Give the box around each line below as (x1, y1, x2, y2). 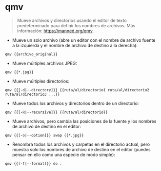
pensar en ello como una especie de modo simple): (12, 152, 116, 157)
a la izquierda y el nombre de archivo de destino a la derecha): (12, 42, 138, 48)
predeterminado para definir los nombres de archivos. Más (17, 22, 136, 28)
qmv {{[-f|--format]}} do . (5, 161, 62, 166)
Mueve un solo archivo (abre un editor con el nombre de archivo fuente (12, 37, 156, 43)
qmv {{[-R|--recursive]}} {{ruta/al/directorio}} (5, 110, 108, 115)
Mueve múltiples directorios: (12, 78, 70, 84)
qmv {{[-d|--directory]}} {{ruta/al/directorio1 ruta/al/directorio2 (5, 87, 150, 92)
